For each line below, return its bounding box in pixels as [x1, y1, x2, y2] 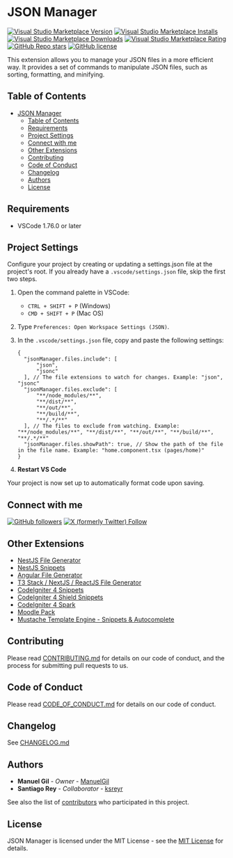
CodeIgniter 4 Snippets [17, 586, 84, 594]
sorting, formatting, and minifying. [7, 70, 105, 79]
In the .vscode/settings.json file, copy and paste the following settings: [17, 336, 224, 344]
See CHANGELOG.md [7, 738, 70, 747]
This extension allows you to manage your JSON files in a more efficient [7, 55, 214, 63]
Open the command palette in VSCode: [17, 288, 130, 296]
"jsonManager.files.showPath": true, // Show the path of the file [24, 441, 224, 448]
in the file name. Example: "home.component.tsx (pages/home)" [17, 447, 205, 454]
